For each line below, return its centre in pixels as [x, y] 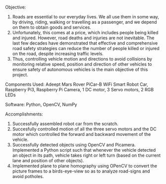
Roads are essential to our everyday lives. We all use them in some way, [86, 17]
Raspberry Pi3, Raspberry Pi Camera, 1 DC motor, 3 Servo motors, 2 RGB [80, 90]
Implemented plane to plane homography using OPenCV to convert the [85, 166]
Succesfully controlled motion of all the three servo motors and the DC [84, 129]
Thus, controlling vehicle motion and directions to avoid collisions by [82, 59]
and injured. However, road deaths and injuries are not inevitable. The [83, 38]
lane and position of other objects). [48, 160]
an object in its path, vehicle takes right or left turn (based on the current [86, 155]
